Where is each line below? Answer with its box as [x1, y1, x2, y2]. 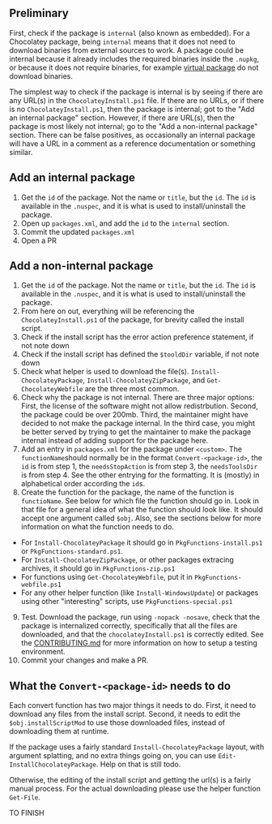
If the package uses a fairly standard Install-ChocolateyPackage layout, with [9, 742, 265, 752]
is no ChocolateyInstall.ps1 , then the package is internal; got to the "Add [9, 104, 255, 114]
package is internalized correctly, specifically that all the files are [20, 621, 238, 631]
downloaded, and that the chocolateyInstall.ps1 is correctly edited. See [20, 629, 264, 640]
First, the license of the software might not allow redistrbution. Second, [20, 401, 258, 411]
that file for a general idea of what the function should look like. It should [20, 505, 263, 515]
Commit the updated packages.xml [20, 226, 136, 236]
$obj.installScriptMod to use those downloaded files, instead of [9, 718, 226, 727]
